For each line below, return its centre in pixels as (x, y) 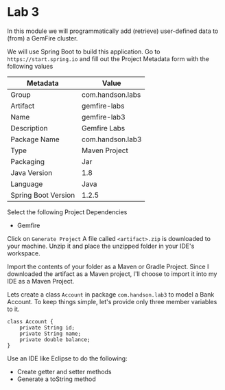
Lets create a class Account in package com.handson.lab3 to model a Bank (111, 294)
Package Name (35, 139)
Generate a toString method (56, 379)
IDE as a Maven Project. (41, 281)
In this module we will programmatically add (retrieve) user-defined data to (113, 31)
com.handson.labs (111, 95)
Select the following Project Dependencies (67, 212)
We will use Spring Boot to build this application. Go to (84, 51)
